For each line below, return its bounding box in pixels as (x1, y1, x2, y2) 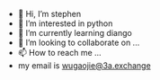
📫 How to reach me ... (17, 48, 102, 58)
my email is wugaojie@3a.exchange (17, 60, 151, 71)
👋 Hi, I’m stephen (17, 9, 82, 19)
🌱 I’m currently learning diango (17, 28, 132, 38)
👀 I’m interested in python (17, 18, 113, 29)
